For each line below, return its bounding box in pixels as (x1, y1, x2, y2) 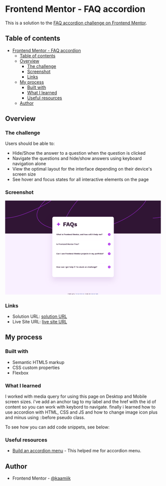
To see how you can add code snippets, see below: (5, 424, 110, 430)
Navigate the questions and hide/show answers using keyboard (12, 155, 142, 162)
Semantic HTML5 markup (12, 359, 65, 365)
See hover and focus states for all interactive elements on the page (12, 177, 149, 182)
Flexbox (12, 369, 29, 375)
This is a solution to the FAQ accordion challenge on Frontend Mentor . (5, 20, 147, 26)
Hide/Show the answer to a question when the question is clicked (12, 150, 146, 156)
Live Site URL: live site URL (12, 319, 68, 325)
